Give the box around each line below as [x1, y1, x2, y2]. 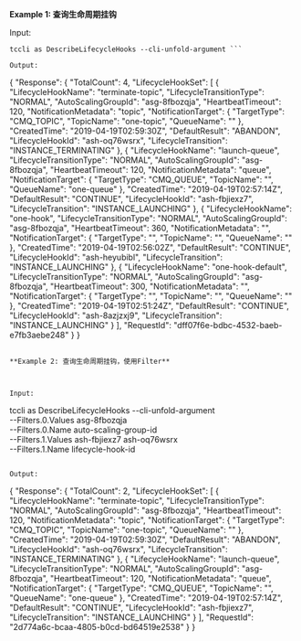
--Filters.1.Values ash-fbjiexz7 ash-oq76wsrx [9, 434, 178, 444]
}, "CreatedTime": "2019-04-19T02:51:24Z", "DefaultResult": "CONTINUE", [9, 301, 290, 311]
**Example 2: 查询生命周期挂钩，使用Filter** [9, 357, 171, 366]
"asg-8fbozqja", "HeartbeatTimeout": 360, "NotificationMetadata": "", [9, 223, 271, 233]
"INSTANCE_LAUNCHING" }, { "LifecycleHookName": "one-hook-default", [9, 262, 287, 272]
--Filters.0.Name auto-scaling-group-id [9, 424, 158, 435]
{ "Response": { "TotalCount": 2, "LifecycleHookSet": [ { [9, 486, 220, 497]
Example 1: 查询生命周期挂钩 [9, 9, 117, 19]
